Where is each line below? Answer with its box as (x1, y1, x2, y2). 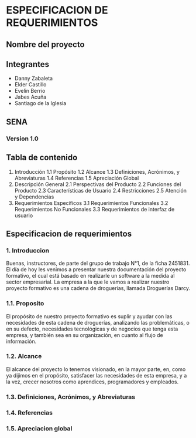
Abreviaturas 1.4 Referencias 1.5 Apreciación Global (14, 174, 139, 181)
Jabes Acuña (14, 93, 47, 100)
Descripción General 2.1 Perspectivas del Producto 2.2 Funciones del (14, 180, 181, 188)
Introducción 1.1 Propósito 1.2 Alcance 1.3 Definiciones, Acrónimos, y (14, 168, 180, 175)
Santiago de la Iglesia (14, 100, 67, 107)
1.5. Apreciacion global (6, 424, 73, 432)
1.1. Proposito (6, 299, 44, 308)
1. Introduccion (6, 246, 50, 254)
